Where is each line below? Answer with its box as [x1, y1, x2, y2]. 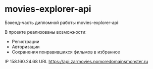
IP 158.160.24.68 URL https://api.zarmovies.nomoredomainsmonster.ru [4, 58, 149, 64]
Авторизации [11, 44, 40, 49]
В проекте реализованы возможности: [4, 29, 87, 35]
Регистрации [11, 38, 40, 45]
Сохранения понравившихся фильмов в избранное [11, 49, 121, 55]
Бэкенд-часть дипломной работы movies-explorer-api [4, 20, 118, 25]
